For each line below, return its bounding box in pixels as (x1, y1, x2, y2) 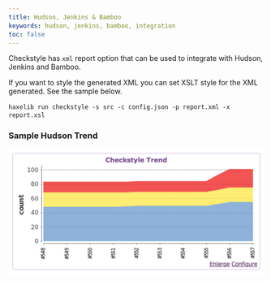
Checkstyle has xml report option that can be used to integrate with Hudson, (8, 54, 264, 63)
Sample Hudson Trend (8, 130, 98, 141)
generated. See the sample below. (8, 86, 123, 97)
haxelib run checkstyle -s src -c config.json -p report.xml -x (8, 103, 230, 111)
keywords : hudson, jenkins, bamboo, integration (8, 21, 176, 30)
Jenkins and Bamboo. (8, 62, 81, 72)
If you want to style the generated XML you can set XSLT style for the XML (8, 78, 258, 88)
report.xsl (8, 111, 45, 119)
